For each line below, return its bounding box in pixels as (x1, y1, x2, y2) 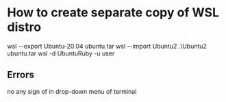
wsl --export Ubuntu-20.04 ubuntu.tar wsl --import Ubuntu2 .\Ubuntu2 (7, 42, 208, 50)
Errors (7, 69, 34, 81)
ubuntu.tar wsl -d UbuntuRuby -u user (7, 49, 115, 58)
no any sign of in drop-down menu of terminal (7, 87, 137, 95)
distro (7, 19, 42, 35)
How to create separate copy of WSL (7, 5, 220, 21)
